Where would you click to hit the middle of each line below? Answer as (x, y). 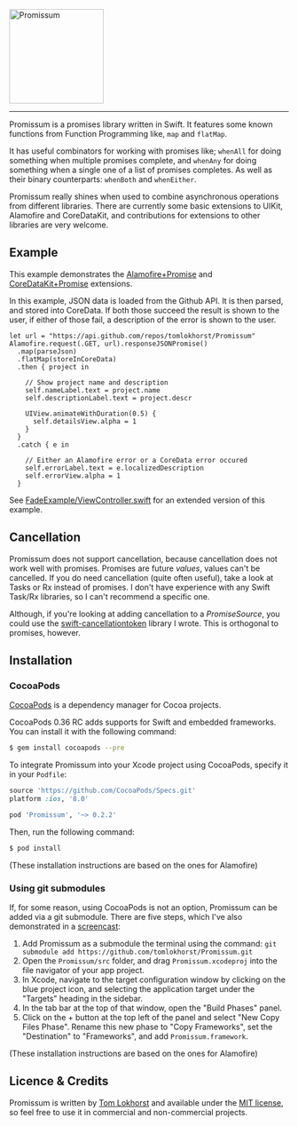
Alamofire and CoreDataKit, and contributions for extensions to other (135, 215)
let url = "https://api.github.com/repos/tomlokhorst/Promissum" (132, 336)
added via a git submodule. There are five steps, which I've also (126, 916)
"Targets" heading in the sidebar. (82, 998)
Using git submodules (58, 888)
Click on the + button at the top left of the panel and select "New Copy (151, 1017)
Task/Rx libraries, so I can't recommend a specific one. (110, 596)
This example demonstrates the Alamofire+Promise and (111, 274)
